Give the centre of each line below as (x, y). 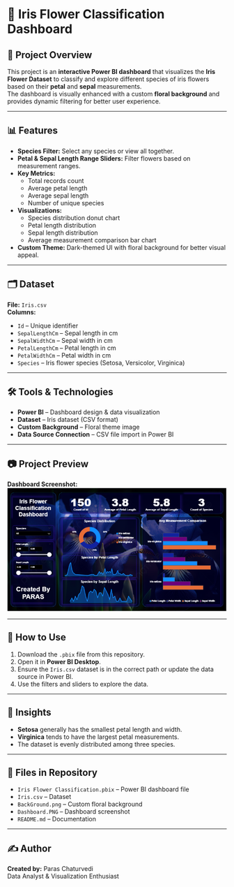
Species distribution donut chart (74, 218)
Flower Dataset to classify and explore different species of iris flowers (108, 79)
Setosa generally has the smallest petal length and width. (100, 729)
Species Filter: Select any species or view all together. (96, 151)
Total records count (56, 180)
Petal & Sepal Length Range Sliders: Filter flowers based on (104, 158)
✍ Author (30, 848)
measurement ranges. (49, 166)
